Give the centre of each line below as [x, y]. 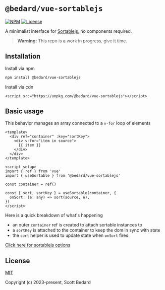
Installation [23, 56]
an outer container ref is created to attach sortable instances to [77, 225]
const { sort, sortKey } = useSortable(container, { [61, 193]
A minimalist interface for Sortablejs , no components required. [69, 31]
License [18, 260]
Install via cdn [19, 87]
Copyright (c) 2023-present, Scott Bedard [48, 283]
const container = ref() [31, 184]
